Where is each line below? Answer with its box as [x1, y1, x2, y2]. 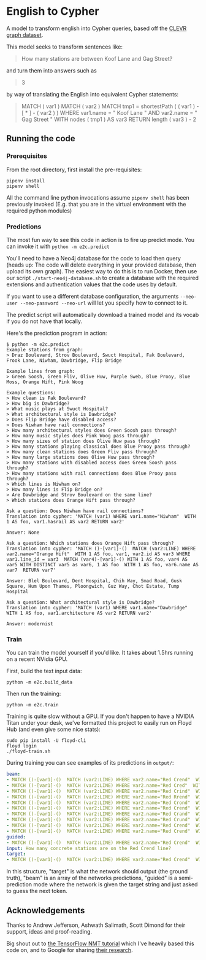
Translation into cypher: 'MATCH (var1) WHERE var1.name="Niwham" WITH [6, 513, 196, 520]
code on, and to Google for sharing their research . [6, 946, 133, 954]
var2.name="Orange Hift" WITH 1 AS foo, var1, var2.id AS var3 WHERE [6, 551, 191, 557]
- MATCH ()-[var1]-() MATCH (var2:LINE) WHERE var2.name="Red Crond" [6, 800, 191, 806]
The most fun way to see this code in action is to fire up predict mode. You [6, 236, 195, 243]
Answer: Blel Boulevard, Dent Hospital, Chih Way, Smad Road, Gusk [6, 577, 183, 584]
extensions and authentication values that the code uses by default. [6, 281, 178, 288]
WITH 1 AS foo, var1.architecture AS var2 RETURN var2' [6, 610, 152, 616]
